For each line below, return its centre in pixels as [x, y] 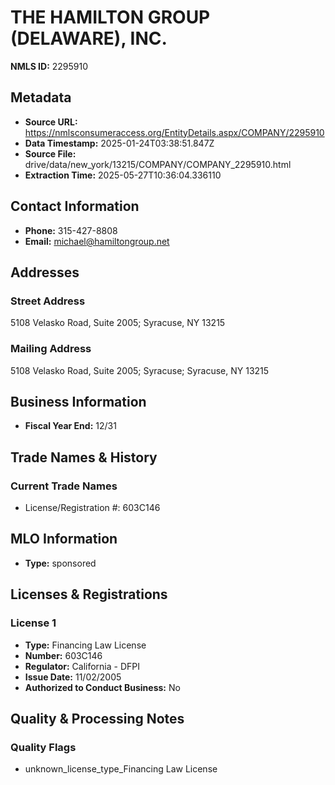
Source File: [50, 153]
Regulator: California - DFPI [82, 666]
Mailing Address [51, 349]
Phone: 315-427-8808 [71, 230]
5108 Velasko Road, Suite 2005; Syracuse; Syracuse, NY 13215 [140, 370]
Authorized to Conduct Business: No [102, 687]
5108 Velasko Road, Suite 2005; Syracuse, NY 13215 [118, 323]
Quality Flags [43, 747]
